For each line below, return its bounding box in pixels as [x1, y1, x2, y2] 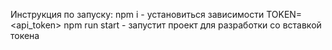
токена [10, 30, 40, 41]
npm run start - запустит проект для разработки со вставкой [63, 19, 322, 31]
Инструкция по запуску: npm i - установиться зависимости [10, 9, 265, 20]
